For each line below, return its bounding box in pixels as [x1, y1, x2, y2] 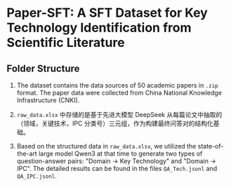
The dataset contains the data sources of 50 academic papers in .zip [16, 81, 218, 89]
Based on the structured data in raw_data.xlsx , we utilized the [16, 142, 197, 150]
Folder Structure [6, 62, 80, 74]
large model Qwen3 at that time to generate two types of [39, 149, 203, 158]
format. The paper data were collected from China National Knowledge [16, 89, 223, 97]
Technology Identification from [6, 20, 192, 36]
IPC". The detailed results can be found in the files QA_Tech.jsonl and [16, 165, 218, 172]
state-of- [197, 142, 224, 150]
